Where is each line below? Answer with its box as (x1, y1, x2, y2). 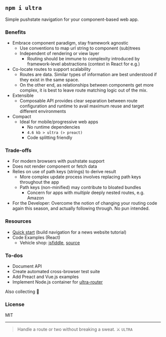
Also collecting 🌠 (5, 289, 40, 294)
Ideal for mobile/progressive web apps (19, 119, 98, 125)
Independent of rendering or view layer (19, 50, 100, 56)
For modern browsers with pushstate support (12, 158, 105, 164)
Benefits (5, 29, 26, 36)
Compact (12, 114, 31, 120)
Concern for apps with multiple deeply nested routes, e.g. (27, 190, 145, 195)
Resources (5, 218, 32, 225)
